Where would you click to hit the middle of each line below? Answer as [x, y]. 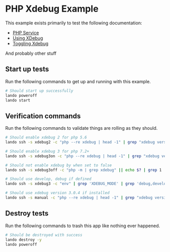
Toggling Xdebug [31, 43]
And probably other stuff [31, 53]
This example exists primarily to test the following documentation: [74, 23]
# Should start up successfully [39, 91]
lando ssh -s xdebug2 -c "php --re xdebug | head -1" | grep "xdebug [80, 142]
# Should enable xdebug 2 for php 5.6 [46, 137]
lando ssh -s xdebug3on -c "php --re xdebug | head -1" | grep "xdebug [82, 156]
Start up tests [27, 69]
